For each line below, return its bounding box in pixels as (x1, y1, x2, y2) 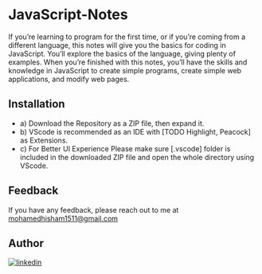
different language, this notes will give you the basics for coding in (8, 40, 226, 49)
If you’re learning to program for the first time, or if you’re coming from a (8, 32, 246, 41)
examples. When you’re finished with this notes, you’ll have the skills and (8, 57, 248, 67)
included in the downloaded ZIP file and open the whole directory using (19, 152, 255, 162)
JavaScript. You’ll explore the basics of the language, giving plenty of (8, 49, 237, 58)
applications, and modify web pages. (8, 74, 130, 84)
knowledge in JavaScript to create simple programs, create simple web (8, 65, 241, 75)
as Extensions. (19, 135, 68, 145)
